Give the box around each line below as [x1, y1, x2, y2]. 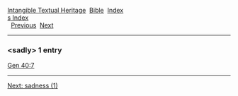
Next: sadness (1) [7, 81, 58, 90]
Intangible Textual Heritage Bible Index [7, 6, 124, 14]
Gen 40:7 [7, 61, 35, 70]
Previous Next [10, 21, 54, 29]
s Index [7, 13, 29, 22]
